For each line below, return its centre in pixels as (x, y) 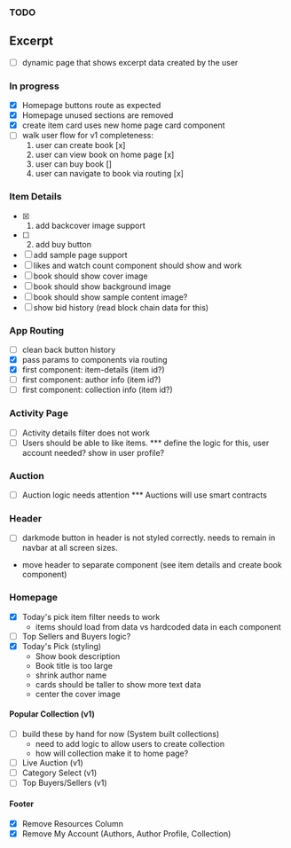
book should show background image (102, 287)
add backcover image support (90, 225)
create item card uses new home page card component (123, 125)
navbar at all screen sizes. (70, 548)
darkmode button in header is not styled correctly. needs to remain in (149, 538)
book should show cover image (90, 276)
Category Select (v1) (59, 773)
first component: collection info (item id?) (97, 390)
